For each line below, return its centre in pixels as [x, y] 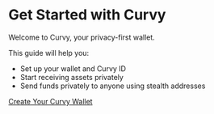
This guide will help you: [49, 53]
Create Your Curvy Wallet [50, 101]
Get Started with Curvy [87, 15]
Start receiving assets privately [71, 77]
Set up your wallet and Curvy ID [73, 68]
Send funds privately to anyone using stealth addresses [113, 86]
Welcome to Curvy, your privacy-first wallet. [82, 37]
